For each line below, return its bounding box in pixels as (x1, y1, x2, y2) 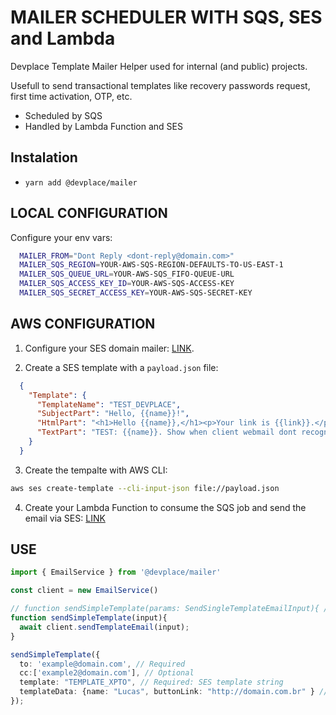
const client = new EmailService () (10, 586, 159, 596)
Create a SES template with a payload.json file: (24, 361, 219, 373)
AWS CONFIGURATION (10, 316, 156, 333)
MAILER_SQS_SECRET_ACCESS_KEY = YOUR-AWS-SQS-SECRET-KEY (19, 288, 253, 298)
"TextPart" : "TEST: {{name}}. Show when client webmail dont (36, 427, 298, 438)
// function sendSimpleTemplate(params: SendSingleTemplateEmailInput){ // (10, 604, 333, 614)
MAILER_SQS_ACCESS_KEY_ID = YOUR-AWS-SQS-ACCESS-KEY (19, 279, 235, 289)
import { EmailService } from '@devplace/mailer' (10, 567, 222, 578)
